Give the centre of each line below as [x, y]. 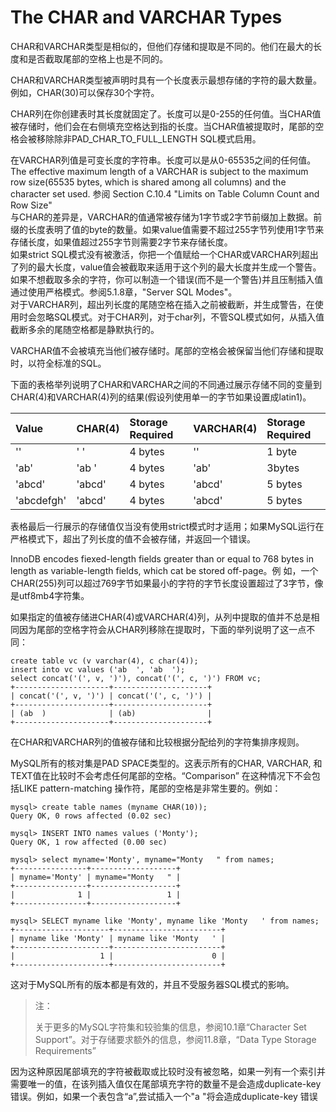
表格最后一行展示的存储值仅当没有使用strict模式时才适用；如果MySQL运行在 [167, 526]
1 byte [282, 451]
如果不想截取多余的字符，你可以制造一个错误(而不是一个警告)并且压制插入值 [167, 279]
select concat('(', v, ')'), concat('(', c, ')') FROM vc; [136, 678]
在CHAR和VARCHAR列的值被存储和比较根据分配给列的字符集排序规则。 [157, 742]
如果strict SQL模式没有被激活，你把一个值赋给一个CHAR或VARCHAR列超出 [164, 254]
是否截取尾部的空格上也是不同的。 [97, 58]
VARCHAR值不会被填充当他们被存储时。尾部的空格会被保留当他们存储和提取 [167, 350]
